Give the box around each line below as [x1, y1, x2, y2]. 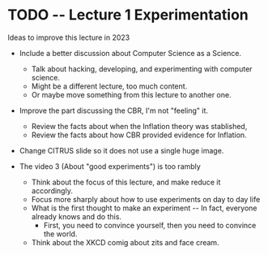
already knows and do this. [31, 211, 122, 221]
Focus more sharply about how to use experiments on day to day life [31, 194, 261, 204]
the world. [43, 229, 78, 239]
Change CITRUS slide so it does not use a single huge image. [19, 145, 224, 155]
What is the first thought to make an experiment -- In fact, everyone [31, 203, 257, 213]
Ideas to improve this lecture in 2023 [7, 32, 130, 42]
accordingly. [31, 185, 74, 196]
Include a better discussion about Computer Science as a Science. [19, 48, 242, 58]
